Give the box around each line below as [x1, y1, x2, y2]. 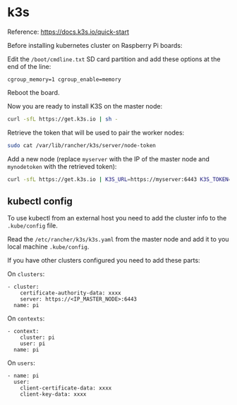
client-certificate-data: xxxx [20, 385, 112, 392]
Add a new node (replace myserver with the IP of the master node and [7, 154, 209, 163]
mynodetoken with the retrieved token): [7, 162, 117, 170]
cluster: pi [20, 334, 55, 342]
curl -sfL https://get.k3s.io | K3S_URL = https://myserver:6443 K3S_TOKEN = [7, 175, 232, 183]
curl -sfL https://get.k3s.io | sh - [7, 116, 119, 123]
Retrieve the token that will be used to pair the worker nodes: [7, 128, 185, 137]
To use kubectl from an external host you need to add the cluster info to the [7, 214, 227, 223]
